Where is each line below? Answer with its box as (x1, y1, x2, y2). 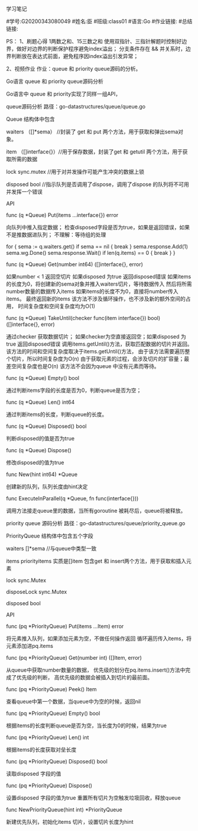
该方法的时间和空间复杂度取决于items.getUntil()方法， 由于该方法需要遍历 (6, 348, 185, 354)
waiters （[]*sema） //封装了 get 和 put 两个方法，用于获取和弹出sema (6, 128, 178, 135)
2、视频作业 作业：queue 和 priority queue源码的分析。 (6, 65, 141, 72)
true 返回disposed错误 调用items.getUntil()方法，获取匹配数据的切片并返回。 (6, 340, 193, 347)
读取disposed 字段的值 (6, 770, 61, 777)
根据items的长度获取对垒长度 (6, 746, 77, 753)
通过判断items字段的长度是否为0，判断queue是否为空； (6, 387, 142, 394)
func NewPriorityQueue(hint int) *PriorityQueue (6, 806, 122, 813)
